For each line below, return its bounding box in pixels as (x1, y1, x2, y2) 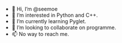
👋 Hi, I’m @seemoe (11, 6, 58, 12)
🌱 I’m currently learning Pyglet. (11, 18, 87, 24)
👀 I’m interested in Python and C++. (11, 12, 98, 19)
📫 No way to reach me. (11, 31, 69, 37)
